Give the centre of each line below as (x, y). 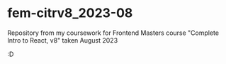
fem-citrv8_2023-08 (70, 13)
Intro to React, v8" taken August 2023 (63, 40)
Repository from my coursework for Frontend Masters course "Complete (113, 33)
